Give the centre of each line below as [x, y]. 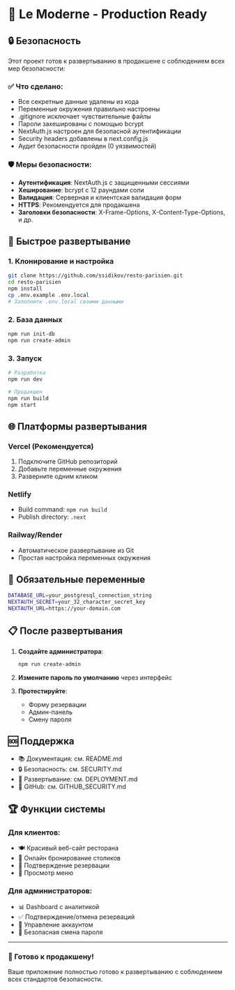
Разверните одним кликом [58, 476]
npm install [25, 289]
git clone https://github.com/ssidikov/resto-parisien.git [96, 276]
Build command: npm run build [62, 510]
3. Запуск [25, 358]
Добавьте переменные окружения [70, 469]
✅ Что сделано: [36, 86]
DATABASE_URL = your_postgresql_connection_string [80, 595]
